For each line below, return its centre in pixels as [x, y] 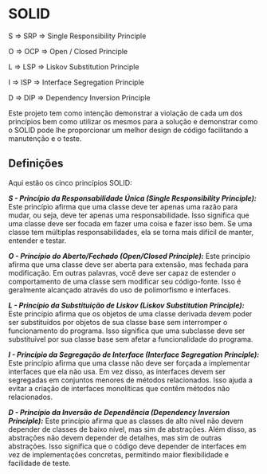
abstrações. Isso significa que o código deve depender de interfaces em [128, 446]
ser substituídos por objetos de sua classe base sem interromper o [118, 322]
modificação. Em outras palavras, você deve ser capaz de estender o [122, 272]
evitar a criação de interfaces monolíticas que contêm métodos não [119, 388]
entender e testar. [37, 241]
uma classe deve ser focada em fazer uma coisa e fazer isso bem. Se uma [130, 223]
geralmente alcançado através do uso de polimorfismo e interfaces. [120, 290]
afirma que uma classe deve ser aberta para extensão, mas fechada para [128, 264]
